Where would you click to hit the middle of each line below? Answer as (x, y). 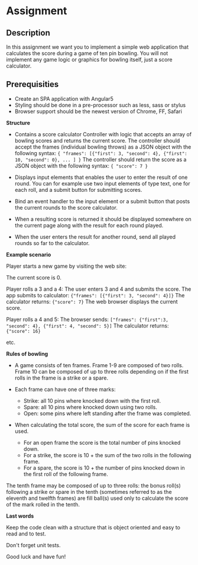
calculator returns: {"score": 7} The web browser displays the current (92, 301)
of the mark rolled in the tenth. (43, 504)
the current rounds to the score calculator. (66, 207)
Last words (20, 516)
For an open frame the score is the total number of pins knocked (102, 442)
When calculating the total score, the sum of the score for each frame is (102, 425)
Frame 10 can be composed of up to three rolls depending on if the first (102, 371)
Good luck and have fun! (36, 556)
